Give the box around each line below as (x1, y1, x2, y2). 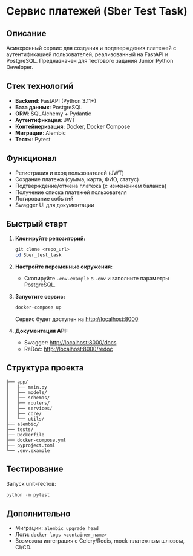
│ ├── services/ (6, 405, 53, 412)
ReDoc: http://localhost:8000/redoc (24, 346, 113, 353)
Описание (6, 28, 47, 39)
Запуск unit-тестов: (6, 480, 56, 487)
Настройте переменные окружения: (15, 263, 113, 270)
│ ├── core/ (6, 410, 42, 416)
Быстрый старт (6, 219, 68, 229)
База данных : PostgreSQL (15, 103, 83, 111)
